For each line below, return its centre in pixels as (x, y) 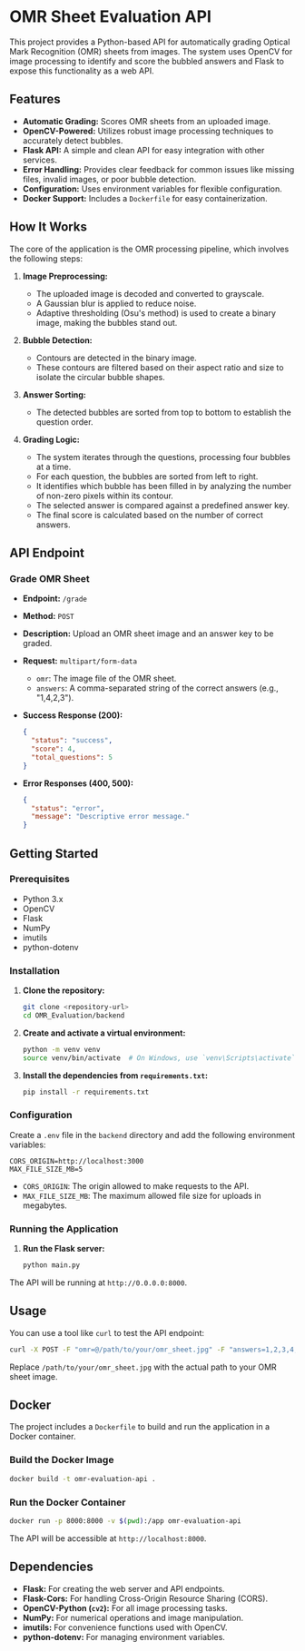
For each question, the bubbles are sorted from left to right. (147, 476)
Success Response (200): (73, 715)
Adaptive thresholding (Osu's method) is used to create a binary (156, 313)
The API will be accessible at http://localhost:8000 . (108, 1538)
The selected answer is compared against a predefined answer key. (163, 505)
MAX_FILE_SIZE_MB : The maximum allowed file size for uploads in (142, 1195)
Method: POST (48, 616)
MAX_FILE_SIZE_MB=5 (46, 1169)
